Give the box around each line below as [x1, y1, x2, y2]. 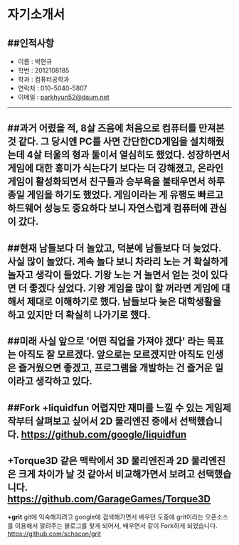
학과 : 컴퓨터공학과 [17, 75, 70, 83]
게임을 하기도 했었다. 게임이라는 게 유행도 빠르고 [26, 189, 224, 201]
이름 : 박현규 [17, 58, 53, 65]
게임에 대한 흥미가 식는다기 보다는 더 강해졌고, [7, 162, 196, 174]
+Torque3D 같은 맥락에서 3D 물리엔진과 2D [7, 455, 189, 467]
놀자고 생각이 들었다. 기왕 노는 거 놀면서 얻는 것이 [7, 268, 208, 281]
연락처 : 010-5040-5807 [17, 84, 87, 92]
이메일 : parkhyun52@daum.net [17, 93, 110, 101]
